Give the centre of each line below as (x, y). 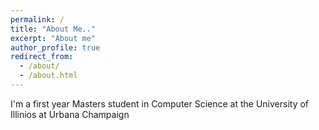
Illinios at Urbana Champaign (70, 114)
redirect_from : (42, 57)
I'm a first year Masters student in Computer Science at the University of (160, 103)
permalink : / (37, 19)
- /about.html (48, 76)
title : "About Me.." (53, 29)
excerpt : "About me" (53, 38)
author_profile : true (55, 47)
